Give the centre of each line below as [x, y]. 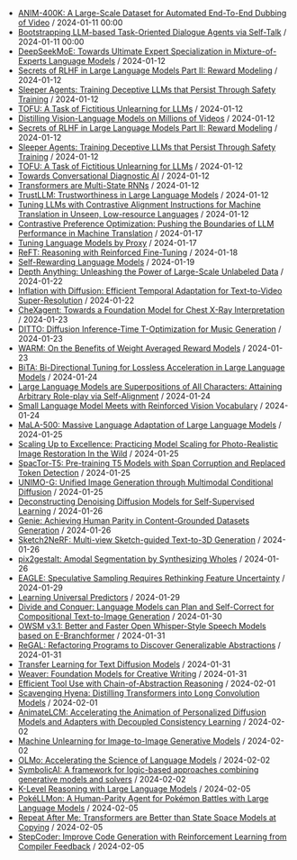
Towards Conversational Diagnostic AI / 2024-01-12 [113, 176]
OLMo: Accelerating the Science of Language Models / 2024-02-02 [144, 760]
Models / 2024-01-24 [58, 377]
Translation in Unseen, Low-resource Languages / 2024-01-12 [133, 214]
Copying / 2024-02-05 [60, 827]
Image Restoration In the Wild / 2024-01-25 [98, 453]
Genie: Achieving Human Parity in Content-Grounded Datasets [134, 521]
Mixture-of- [255, 51]
